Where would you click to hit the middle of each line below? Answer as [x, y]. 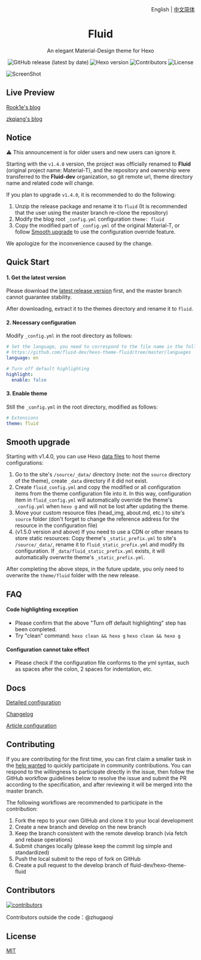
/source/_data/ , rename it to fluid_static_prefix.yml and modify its [100, 545]
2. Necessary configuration [41, 322]
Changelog [20, 714]
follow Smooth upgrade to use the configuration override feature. [95, 232]
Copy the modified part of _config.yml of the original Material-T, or [97, 225]
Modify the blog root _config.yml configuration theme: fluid [89, 219]
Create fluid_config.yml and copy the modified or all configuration [98, 487]
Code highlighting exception [42, 610]
